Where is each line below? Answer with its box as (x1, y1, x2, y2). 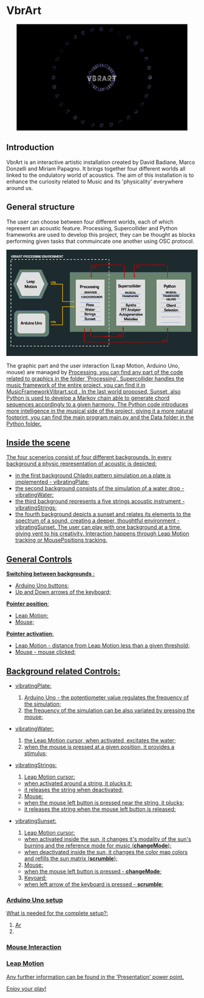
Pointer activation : (6, 630, 54, 638)
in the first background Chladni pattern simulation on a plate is (15, 472, 171, 479)
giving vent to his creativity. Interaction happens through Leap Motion (15, 530, 189, 538)
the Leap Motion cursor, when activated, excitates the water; (24, 737, 176, 744)
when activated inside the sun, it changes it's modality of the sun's (24, 836, 191, 842)
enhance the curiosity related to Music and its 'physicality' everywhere (6, 177, 183, 185)
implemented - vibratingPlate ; (15, 478, 90, 486)
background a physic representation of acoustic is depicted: (6, 460, 157, 468)
